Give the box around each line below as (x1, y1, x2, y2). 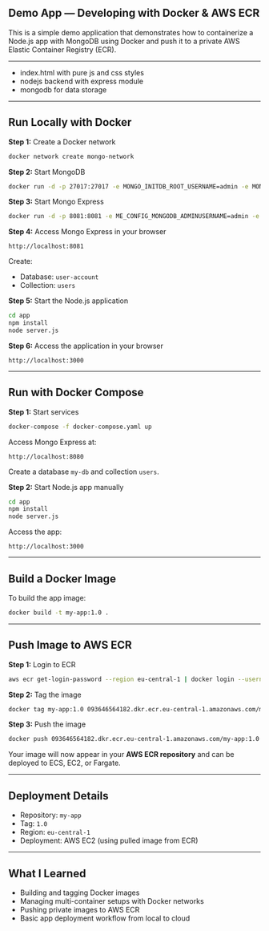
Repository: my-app (19, 810, 82, 820)
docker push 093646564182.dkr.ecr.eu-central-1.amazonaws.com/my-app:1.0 (8, 735, 260, 743)
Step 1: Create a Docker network (8, 136, 116, 147)
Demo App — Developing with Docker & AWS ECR (8, 6, 260, 20)
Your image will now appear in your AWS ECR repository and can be (8, 750, 235, 759)
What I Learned (8, 866, 86, 880)
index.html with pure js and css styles (19, 67, 144, 77)
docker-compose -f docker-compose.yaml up (8, 423, 152, 431)
